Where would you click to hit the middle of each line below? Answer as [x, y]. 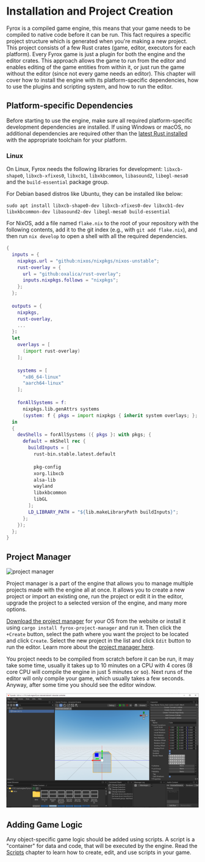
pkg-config [47, 467]
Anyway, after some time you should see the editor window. [81, 685]
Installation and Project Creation [90, 11]
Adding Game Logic [45, 824]
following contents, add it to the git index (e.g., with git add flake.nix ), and [102, 230]
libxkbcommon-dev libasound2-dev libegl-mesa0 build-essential [88, 212]
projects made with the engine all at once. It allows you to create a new [95, 590]
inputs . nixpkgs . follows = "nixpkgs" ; [70, 280]
